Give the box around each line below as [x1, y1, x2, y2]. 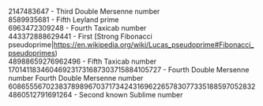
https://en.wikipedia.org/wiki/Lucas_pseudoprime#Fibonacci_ [53, 40, 254, 49]
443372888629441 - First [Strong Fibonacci [8, 31, 152, 41]
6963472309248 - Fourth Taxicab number [8, 24, 147, 32]
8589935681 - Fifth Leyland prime [8, 15, 120, 24]
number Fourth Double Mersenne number [8, 74, 144, 82]
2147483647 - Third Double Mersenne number [8, 7, 160, 16]
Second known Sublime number [78, 90, 183, 99]
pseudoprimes [8, 49, 55, 57]
